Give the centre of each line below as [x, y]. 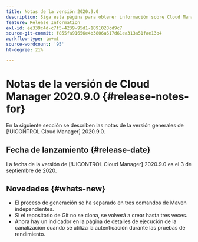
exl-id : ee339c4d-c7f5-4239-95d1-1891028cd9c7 [64, 28]
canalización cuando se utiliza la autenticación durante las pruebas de [100, 228]
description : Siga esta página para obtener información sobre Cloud [93, 17]
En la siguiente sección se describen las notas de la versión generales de [95, 125]
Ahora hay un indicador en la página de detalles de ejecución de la [95, 221]
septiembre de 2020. [32, 170]
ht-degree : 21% [25, 50]
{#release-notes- [146, 96]
